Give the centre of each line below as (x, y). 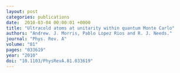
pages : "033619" (26, 50)
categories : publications (38, 17)
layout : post (22, 11)
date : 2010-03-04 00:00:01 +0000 (49, 22)
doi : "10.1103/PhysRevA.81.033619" (50, 61)
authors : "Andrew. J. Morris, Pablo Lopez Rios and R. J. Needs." (89, 34)
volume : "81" (22, 45)
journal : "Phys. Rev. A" (36, 39)
